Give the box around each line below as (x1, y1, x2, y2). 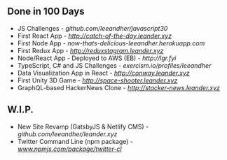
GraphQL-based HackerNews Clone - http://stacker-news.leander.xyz (17, 83, 221, 92)
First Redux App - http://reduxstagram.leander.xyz (17, 46, 164, 54)
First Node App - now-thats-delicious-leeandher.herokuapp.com (17, 38, 205, 48)
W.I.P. (7, 104, 34, 116)
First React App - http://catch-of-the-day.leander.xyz (17, 31, 172, 40)
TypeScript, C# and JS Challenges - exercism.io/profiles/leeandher (17, 61, 212, 69)
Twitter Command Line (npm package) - (17, 137, 134, 145)
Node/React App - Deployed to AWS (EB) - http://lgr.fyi (17, 54, 177, 62)
